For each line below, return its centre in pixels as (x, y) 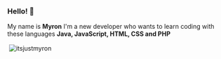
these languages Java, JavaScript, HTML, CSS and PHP (89, 34)
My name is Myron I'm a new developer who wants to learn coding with (111, 27)
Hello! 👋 (21, 11)
